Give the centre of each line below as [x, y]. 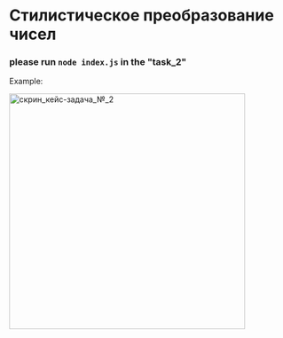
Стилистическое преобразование [142, 16]
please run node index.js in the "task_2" [98, 62]
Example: [26, 82]
